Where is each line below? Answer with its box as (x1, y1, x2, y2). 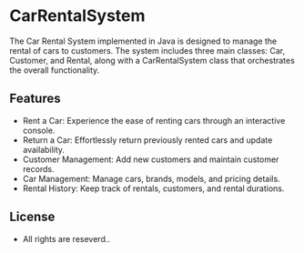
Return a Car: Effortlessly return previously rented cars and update (22, 134, 273, 146)
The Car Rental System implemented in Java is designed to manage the (9, 35, 278, 46)
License (9, 209, 56, 225)
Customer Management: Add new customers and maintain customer (22, 154, 279, 165)
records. (22, 163, 55, 174)
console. (22, 125, 56, 136)
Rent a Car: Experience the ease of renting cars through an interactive (22, 115, 286, 126)
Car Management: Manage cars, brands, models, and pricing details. (22, 173, 280, 184)
